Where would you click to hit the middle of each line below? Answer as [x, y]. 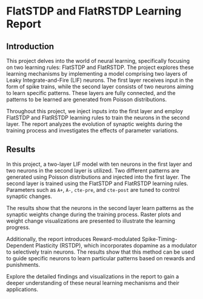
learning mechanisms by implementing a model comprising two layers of [97, 74]
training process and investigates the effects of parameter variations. [92, 130]
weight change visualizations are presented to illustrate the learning [91, 221]
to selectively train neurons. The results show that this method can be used [100, 252]
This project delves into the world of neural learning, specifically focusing [98, 61]
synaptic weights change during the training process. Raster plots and [94, 214]
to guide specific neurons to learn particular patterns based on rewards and [101, 258]
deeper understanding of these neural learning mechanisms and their [93, 283]
